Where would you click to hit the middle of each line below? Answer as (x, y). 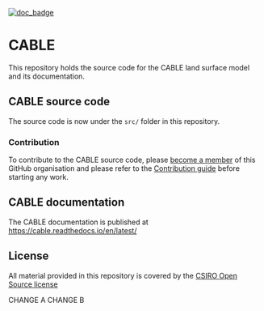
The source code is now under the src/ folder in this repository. (114, 121)
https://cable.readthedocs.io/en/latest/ (73, 230)
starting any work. (38, 177)
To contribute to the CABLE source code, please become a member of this (132, 160)
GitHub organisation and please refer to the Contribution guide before (124, 168)
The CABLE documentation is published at (79, 222)
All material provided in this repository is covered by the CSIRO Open (123, 275)
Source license (33, 284)
